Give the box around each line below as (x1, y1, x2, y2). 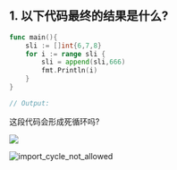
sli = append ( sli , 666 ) (41, 57, 126, 67)
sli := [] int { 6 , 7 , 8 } (25, 41, 102, 50)
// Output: (9, 98, 50, 107)
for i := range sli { (25, 49, 105, 58)
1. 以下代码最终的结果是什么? (9, 8, 169, 24)
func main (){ (9, 32, 58, 42)
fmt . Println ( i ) (41, 66, 98, 75)
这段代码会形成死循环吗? (9, 115, 100, 127)
